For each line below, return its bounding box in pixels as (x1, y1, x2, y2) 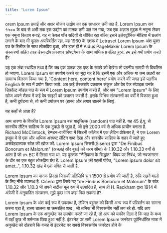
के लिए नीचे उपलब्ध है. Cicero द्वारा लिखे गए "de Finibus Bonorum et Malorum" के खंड (5, 178, 159, 184)
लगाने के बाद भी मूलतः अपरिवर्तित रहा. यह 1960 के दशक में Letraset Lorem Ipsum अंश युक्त (5, 38, 161, 44)
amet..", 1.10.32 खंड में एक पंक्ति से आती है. (5, 163, 79, 169)
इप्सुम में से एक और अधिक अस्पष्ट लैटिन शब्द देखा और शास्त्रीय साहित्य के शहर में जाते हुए (5, 135, 145, 141)
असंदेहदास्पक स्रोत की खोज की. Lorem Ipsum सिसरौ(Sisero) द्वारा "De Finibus (5, 140, 143, 146)
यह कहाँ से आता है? (5, 108, 36, 114)
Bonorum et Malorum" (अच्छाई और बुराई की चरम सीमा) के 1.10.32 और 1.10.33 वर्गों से (5, 146, 156, 152)
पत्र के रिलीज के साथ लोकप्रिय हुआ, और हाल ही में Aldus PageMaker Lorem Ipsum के (5, 43, 153, 49)
